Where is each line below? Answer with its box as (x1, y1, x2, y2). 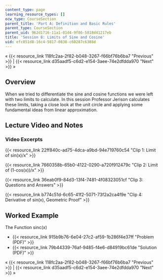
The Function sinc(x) (5, 225, 47, 231)
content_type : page (5, 7, 45, 12)
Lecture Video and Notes (5, 121, 83, 129)
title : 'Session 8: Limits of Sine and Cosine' (5, 35, 105, 40)
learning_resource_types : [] (5, 12, 65, 17)
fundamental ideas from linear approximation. (5, 107, 98, 113)
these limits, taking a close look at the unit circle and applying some (5, 101, 143, 107)
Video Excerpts (5, 136, 43, 142)
